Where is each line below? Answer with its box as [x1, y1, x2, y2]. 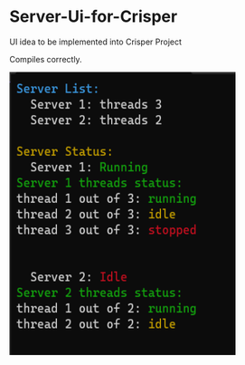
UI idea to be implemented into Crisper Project [9, 36, 183, 47]
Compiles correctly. [9, 53, 83, 64]
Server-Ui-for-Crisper [9, 6, 178, 27]
